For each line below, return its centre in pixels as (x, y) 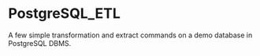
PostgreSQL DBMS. (40, 43)
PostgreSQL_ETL (64, 14)
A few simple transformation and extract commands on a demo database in (130, 35)
